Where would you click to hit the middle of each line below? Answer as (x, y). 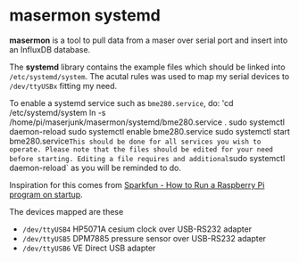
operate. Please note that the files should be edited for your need (141, 149)
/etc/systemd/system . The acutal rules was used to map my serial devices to (149, 76)
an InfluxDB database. (50, 49)
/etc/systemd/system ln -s (58, 112)
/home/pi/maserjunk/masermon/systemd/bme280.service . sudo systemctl (147, 122)
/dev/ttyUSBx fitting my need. (63, 86)
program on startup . (46, 194)
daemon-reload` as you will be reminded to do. (95, 168)
